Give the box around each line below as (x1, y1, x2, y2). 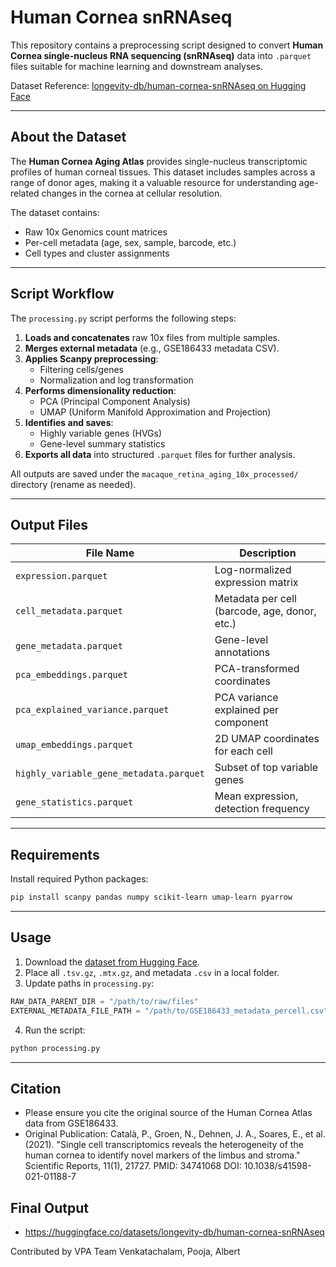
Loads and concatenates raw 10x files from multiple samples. (24, 331, 280, 343)
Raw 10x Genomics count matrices (24, 226, 168, 238)
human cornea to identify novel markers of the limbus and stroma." (24, 1149, 301, 1161)
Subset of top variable (214, 761, 319, 775)
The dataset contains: (10, 206, 100, 218)
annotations (214, 646, 271, 660)
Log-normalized (214, 563, 292, 577)
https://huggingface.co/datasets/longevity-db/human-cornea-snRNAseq (24, 1226, 325, 1238)
